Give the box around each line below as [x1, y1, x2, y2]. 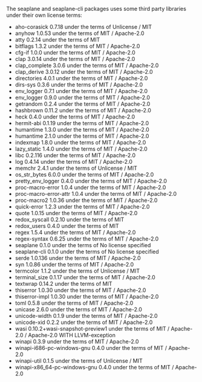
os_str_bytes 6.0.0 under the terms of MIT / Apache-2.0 [15, 171, 154, 178]
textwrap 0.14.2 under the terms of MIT [15, 280, 113, 287]
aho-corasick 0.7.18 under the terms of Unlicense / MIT [15, 24, 152, 30]
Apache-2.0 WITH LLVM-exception [28, 332, 116, 338]
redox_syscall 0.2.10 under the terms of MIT [15, 216, 125, 223]
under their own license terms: [6, 11, 83, 19]
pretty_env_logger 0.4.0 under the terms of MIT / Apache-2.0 [15, 178, 168, 184]
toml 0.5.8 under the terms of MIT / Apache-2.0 [15, 299, 134, 306]
